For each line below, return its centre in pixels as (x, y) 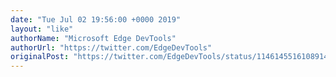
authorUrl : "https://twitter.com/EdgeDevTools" (111, 47)
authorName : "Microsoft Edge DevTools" (93, 38)
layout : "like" (42, 29)
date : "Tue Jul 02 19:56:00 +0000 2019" (96, 19)
